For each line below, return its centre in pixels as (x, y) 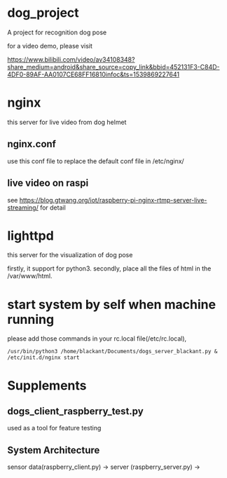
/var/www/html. (30, 276)
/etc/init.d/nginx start (43, 358)
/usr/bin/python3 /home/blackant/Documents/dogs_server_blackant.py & (112, 352)
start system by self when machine (111, 305)
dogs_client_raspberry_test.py (75, 411)
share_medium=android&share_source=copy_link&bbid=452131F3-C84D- (113, 67)
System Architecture (54, 450)
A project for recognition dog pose (57, 32)
